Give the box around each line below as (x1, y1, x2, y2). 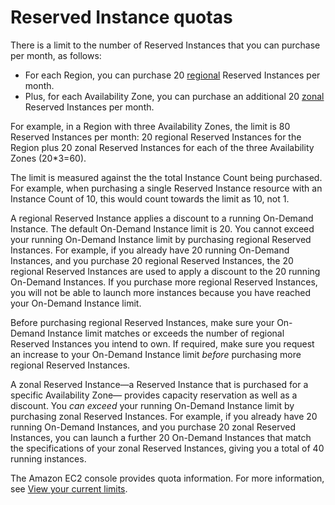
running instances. (10, 452, 87, 465)
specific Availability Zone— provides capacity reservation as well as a (10, 389, 298, 401)
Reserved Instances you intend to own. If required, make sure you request (10, 337, 315, 350)
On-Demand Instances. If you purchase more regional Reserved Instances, (10, 276, 318, 288)
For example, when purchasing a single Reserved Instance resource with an (10, 182, 323, 194)
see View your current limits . (10, 482, 128, 495)
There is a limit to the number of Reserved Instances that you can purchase (10, 39, 321, 51)
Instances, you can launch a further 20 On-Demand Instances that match (10, 431, 312, 443)
